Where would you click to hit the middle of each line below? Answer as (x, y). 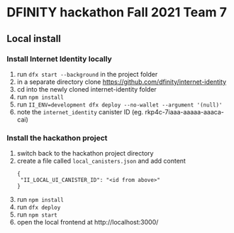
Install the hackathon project (57, 138)
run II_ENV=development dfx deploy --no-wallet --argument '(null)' (119, 104)
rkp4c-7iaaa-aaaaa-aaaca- (184, 112)
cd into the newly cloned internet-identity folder (87, 89)
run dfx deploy (39, 207)
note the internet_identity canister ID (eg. (80, 112)
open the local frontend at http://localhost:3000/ (88, 222)
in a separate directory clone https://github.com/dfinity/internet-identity (122, 82)
